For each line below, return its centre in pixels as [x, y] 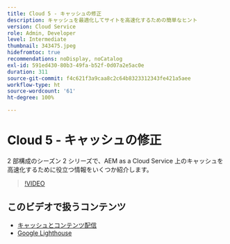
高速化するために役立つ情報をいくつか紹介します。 [80, 169]
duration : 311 [28, 72]
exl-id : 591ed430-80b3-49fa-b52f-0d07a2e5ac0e [76, 65]
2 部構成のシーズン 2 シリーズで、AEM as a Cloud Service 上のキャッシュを [115, 161]
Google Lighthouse [44, 233]
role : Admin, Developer [42, 33]
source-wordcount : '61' [42, 91]
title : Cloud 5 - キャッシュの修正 [55, 14]
